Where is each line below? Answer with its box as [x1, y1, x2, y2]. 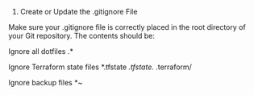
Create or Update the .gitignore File [19, 7, 138, 16]
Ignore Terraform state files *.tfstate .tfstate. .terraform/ [8, 62, 192, 72]
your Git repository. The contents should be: [8, 31, 156, 40]
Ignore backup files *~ [8, 78, 83, 87]
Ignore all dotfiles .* [8, 47, 74, 56]
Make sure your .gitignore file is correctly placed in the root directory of [8, 23, 246, 31]
